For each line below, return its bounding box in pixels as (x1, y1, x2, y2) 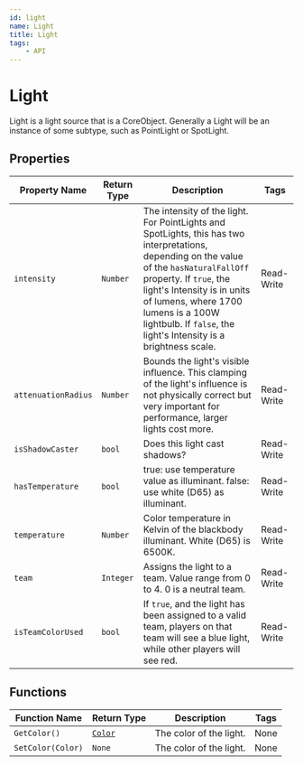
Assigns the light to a (142, 560, 233, 573)
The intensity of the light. (142, 204, 249, 217)
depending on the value (142, 249, 243, 262)
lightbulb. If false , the (142, 317, 235, 330)
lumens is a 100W (142, 306, 221, 319)
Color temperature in (142, 511, 232, 524)
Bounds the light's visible (142, 354, 250, 367)
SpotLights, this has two (142, 227, 245, 239)
